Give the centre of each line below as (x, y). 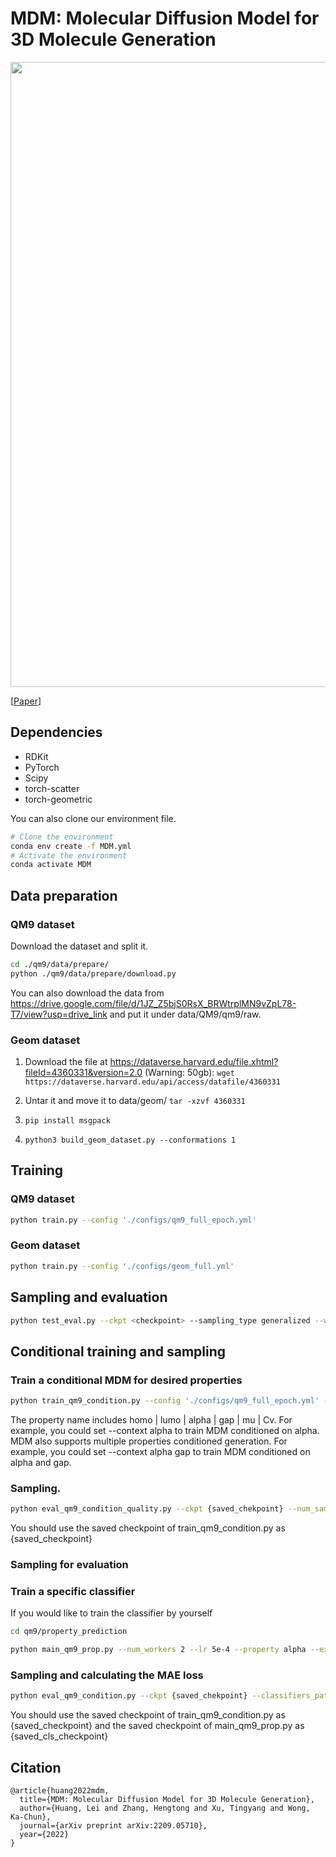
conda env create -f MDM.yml (71, 846)
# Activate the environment (69, 855)
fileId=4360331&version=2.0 (83, 1072)
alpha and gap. (41, 1462)
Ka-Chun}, (31, 1817)
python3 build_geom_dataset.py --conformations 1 (130, 1140)
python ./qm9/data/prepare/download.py (93, 973)
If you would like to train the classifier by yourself (111, 1613)
